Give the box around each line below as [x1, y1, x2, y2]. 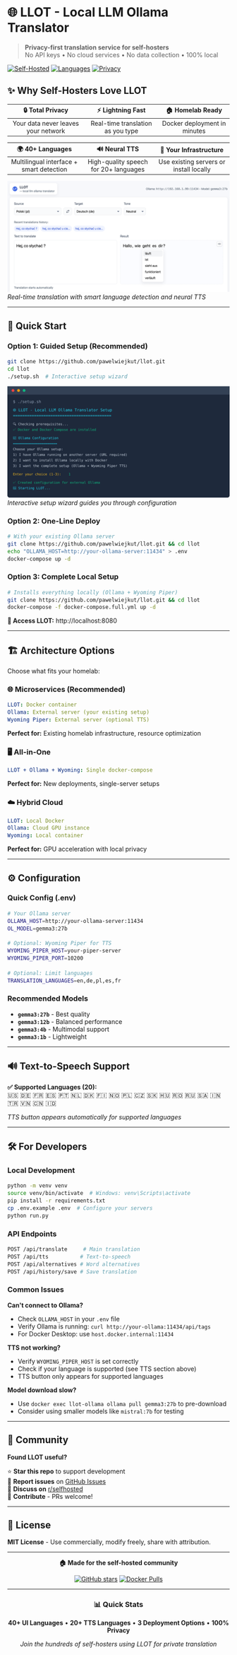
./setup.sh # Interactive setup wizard [7, 372, 128, 380]
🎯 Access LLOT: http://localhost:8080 [7, 616, 118, 625]
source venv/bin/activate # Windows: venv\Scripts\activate [7, 1190, 191, 1197]
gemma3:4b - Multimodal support [17, 1025, 109, 1033]
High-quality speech [87, 157, 148, 166]
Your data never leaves [12, 119, 80, 127]
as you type [104, 126, 139, 135]
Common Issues [7, 1285, 65, 1295]
